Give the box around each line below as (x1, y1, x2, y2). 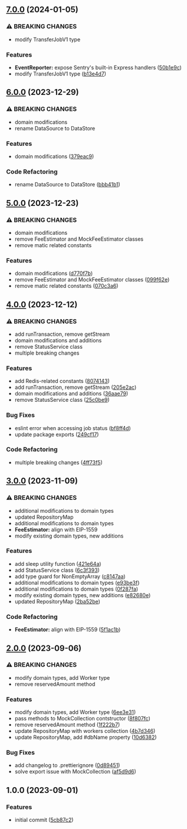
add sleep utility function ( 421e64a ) (14, 560, 101, 567)
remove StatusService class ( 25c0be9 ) (14, 397, 110, 404)
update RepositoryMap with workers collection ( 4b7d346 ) (14, 728, 156, 735)
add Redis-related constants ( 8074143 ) (14, 378, 110, 385)
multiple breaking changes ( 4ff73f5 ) (14, 458, 103, 466)
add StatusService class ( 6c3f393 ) (14, 566, 100, 574)
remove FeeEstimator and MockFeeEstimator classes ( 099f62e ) (14, 276, 170, 283)
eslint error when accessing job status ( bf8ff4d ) (14, 424, 131, 431)
